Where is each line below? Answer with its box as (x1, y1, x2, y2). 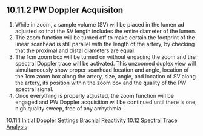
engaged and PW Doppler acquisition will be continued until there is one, (15, 98, 197, 106)
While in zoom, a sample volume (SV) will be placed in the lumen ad (15, 21, 185, 28)
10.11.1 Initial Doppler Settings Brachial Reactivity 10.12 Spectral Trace (6, 117, 178, 124)
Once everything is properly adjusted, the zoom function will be (15, 92, 175, 99)
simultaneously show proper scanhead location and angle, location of (15, 66, 189, 73)
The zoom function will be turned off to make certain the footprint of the (15, 33, 195, 41)
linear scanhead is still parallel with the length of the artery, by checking (15, 40, 195, 47)
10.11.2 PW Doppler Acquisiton (6, 5, 124, 15)
